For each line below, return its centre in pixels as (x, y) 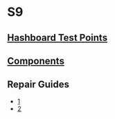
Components (36, 61)
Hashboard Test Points (57, 38)
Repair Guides (38, 85)
